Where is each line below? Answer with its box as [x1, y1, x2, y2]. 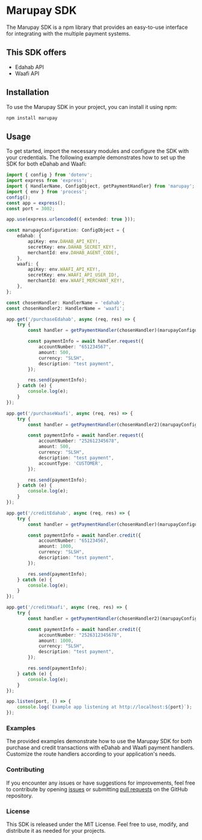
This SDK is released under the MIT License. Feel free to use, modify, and [6, 820, 189, 828]
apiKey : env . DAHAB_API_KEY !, [28, 238, 101, 244]
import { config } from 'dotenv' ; [6, 172, 93, 178]
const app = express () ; [6, 200, 66, 206]
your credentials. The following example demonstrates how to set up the [6, 154, 186, 161]
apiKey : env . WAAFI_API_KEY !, [28, 266, 101, 273]
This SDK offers [6, 48, 67, 58]
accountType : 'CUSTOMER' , [38, 460, 103, 467]
